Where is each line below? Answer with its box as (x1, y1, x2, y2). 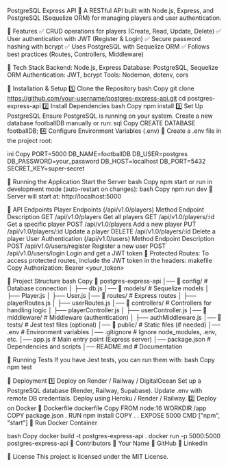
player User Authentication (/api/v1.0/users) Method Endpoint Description (7, 235, 214, 242)
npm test (7, 363, 32, 371)
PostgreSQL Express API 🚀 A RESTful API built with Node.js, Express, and (7, 7, 214, 14)
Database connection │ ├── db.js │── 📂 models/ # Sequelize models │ (7, 284, 210, 292)
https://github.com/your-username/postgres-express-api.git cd (7, 94, 186, 102)
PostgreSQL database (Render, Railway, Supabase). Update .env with (7, 387, 203, 394)
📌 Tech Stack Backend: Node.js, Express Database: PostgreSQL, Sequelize (7, 64, 218, 71)
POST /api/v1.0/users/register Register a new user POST (7, 242, 166, 250)
